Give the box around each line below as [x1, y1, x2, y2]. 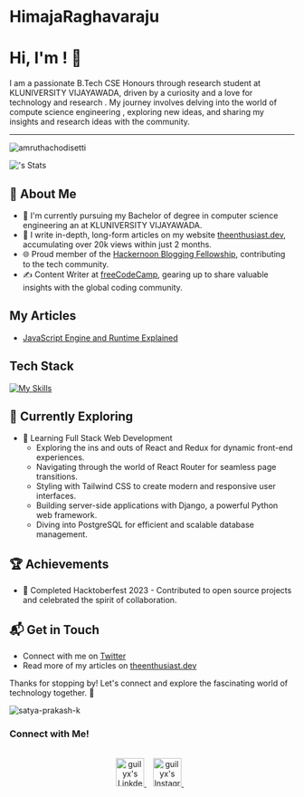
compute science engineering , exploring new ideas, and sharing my [9, 107, 265, 118]
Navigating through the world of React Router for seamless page [35, 462, 277, 473]
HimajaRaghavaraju [9, 6, 160, 27]
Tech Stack [9, 359, 74, 374]
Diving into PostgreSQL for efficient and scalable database [35, 519, 255, 531]
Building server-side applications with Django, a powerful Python [35, 500, 279, 511]
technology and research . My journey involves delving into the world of [9, 97, 278, 108]
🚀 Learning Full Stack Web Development [22, 433, 173, 444]
